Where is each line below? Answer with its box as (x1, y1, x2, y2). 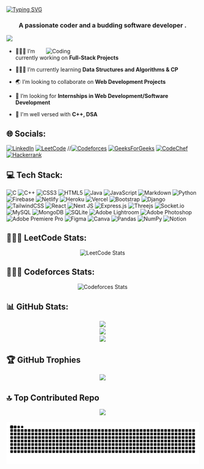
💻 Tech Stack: (6, 170, 63, 180)
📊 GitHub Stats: (6, 301, 69, 312)
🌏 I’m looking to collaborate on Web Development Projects (15, 78, 166, 86)
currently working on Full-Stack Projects (15, 54, 119, 61)
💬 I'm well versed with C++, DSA (15, 111, 98, 118)
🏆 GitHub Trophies (6, 355, 81, 365)
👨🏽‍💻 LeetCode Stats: (6, 233, 87, 243)
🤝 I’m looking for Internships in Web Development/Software (15, 92, 169, 100)
